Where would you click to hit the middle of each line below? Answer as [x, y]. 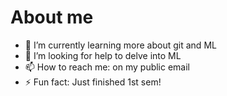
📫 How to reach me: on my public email [107, 67]
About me [52, 17]
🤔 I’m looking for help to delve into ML [103, 55]
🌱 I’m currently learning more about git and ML [120, 45]
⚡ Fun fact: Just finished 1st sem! [93, 82]
